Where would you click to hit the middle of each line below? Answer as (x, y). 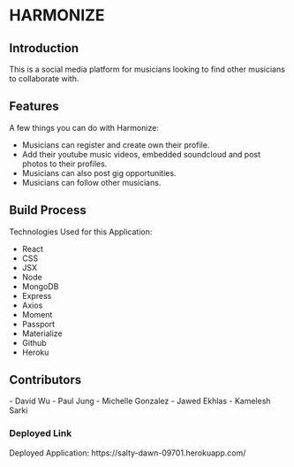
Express (37, 295)
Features (34, 107)
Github (34, 342)
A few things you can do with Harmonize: (84, 127)
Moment (37, 314)
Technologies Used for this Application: (81, 232)
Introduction (44, 48)
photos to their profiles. (64, 164)
